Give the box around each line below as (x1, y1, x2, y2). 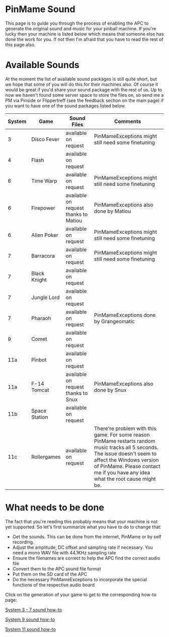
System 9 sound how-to (5, 616, 55, 622)
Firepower (31, 204, 55, 211)
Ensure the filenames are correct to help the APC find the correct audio (12, 555, 160, 561)
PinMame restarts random (94, 437, 155, 444)
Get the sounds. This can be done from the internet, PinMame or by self (12, 533, 162, 540)
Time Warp (31, 177, 57, 184)
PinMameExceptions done (94, 311, 156, 318)
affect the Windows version (94, 456, 159, 463)
